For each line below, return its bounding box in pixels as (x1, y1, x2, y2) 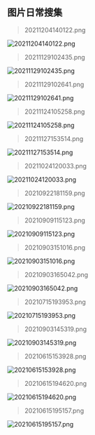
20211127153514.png (24, 134, 84, 142)
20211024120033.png (24, 161, 87, 170)
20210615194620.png (24, 379, 87, 387)
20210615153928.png (24, 352, 87, 360)
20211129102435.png (24, 53, 85, 61)
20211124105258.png (24, 107, 85, 116)
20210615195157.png (24, 406, 85, 415)
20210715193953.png (24, 297, 86, 306)
